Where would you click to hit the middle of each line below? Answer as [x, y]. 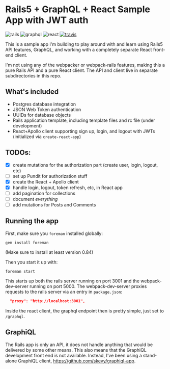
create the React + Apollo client [46, 181]
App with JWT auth [47, 20]
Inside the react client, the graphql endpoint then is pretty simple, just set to [85, 311]
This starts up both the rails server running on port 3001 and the [73, 281]
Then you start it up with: [32, 262]
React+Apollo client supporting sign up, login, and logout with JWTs [84, 131]
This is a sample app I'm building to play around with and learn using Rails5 [84, 44]
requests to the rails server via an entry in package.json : [64, 292]
